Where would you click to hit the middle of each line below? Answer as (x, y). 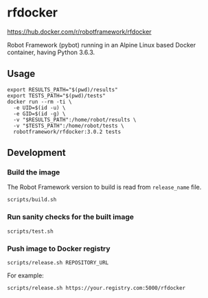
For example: (26, 275)
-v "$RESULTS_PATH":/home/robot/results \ (75, 119)
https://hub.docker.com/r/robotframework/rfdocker (80, 32)
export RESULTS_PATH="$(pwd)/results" (62, 90)
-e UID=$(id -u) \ (40, 108)
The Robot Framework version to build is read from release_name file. (104, 187)
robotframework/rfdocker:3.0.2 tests (67, 132)
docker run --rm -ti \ (39, 102)
